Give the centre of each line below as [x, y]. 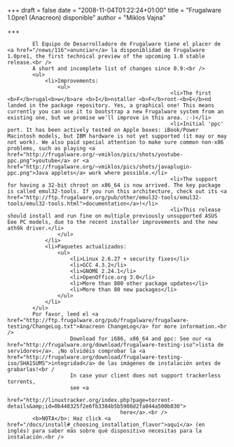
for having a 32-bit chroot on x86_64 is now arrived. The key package [114, 185]
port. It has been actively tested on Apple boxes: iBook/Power [103, 130]
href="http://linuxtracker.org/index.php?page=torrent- [90, 400]
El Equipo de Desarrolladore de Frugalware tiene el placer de [126, 44]
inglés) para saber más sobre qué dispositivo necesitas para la [104, 431]
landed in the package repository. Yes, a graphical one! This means [111, 105]
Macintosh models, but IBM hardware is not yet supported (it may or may [117, 136]
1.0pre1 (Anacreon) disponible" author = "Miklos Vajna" [87, 18]
